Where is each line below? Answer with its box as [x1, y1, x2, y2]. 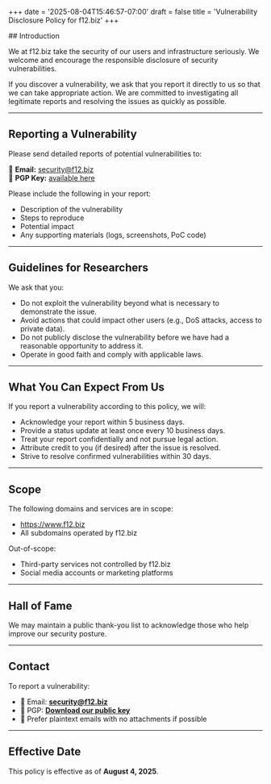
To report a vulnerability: [8, 681, 90, 690]
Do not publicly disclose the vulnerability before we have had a [19, 332, 230, 342]
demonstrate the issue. [19, 307, 97, 316]
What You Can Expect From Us [8, 381, 165, 394]
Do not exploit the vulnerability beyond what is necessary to [19, 298, 220, 307]
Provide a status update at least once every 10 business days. [19, 426, 226, 436]
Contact [8, 660, 50, 673]
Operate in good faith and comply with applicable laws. [19, 349, 204, 359]
